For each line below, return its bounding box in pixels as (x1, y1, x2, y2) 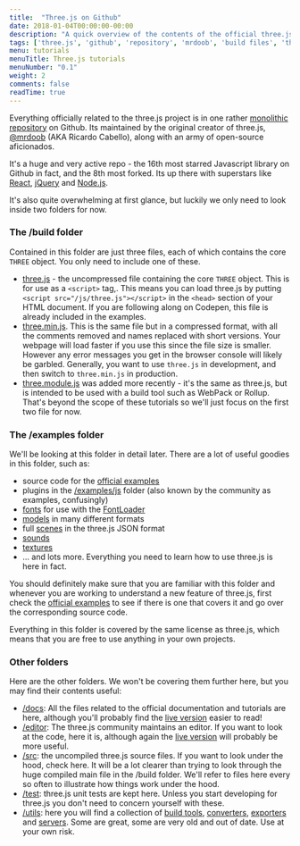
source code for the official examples (21, 475, 160, 487)
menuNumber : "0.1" (9, 63, 78, 72)
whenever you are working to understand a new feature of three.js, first (9, 588, 272, 599)
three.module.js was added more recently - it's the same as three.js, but (21, 377, 287, 389)
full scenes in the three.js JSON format (21, 524, 165, 534)
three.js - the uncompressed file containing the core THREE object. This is (21, 273, 290, 284)
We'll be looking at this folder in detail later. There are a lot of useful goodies (9, 448, 290, 460)
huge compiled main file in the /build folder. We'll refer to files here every (21, 769, 291, 780)
